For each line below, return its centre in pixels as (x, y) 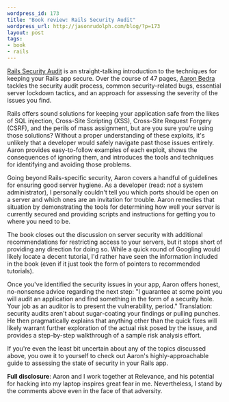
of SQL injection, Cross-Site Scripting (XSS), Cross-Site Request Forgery (109, 121)
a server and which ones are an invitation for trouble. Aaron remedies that (111, 199)
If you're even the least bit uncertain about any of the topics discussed (107, 348)
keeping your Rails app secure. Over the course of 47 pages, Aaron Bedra (111, 78)
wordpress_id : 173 (33, 13)
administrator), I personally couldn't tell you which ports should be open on (113, 192)
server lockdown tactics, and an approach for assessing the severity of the (112, 92)
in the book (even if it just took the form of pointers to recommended (104, 264)
